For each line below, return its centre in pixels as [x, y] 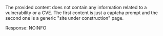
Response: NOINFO [26, 28]
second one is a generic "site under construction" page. [65, 18]
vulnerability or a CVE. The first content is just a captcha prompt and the [81, 13]
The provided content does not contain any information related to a [76, 7]
